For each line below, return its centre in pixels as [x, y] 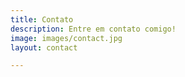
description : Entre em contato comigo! [93, 29]
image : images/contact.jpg [66, 38]
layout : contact [44, 47]
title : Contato [42, 19]
